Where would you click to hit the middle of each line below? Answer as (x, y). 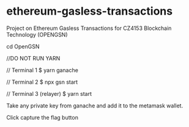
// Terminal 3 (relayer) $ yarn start (49, 93)
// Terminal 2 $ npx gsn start (42, 82)
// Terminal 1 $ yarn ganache (42, 70)
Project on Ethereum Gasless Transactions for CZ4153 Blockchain (89, 28)
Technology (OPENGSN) (37, 34)
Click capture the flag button (42, 117)
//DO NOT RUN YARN (33, 58)
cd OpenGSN (23, 46)
